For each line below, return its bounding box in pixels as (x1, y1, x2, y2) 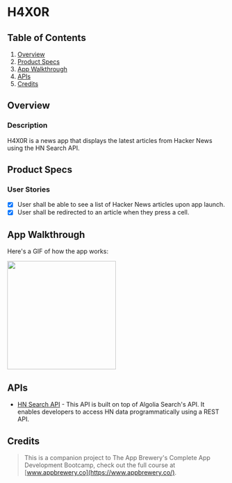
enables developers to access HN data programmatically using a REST (17, 407, 219, 416)
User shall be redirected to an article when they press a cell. (17, 208, 190, 217)
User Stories (7, 185, 51, 194)
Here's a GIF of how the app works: (7, 247, 109, 255)
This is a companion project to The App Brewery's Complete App (24, 453, 210, 461)
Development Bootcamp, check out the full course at (24, 461, 176, 469)
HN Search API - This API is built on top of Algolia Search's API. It (17, 400, 205, 409)
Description (7, 121, 48, 130)
